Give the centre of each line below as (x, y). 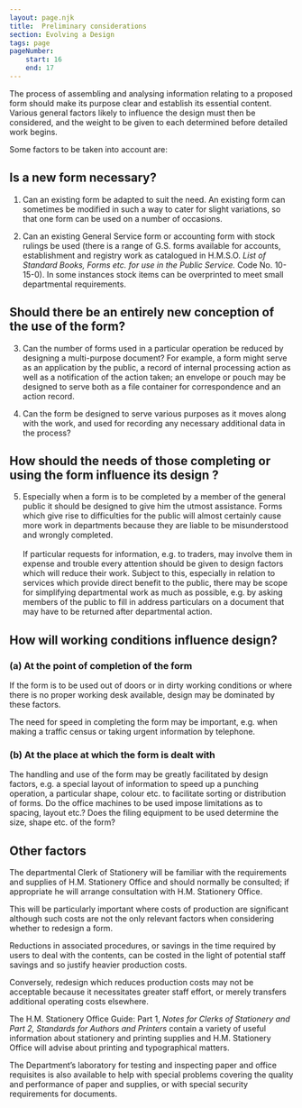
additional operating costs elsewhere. (79, 1002)
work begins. (34, 132)
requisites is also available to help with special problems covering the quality (151, 1075)
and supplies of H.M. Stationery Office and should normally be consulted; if (150, 882)
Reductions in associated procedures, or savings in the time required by (143, 946)
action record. (48, 396)
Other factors (48, 851)
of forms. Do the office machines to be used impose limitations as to (136, 803)
